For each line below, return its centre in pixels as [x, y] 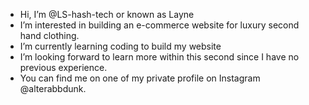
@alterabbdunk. [53, 88]
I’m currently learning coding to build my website [120, 46]
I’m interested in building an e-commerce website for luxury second [159, 25]
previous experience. [63, 67]
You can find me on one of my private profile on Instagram [140, 78]
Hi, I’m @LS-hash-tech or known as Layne [107, 14]
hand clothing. [49, 35]
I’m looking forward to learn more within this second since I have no [159, 57]
